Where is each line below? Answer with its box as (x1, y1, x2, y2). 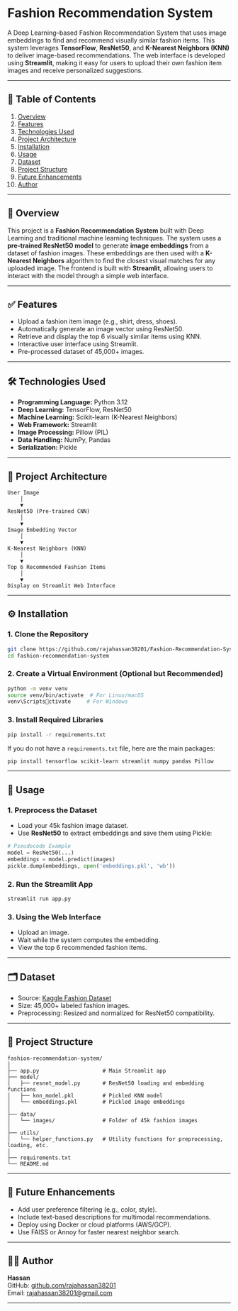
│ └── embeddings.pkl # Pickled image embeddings (7, 1098, 186, 1105)
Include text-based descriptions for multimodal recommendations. (17, 1212, 211, 1221)
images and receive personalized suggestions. (7, 66, 144, 74)
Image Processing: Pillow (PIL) (17, 428, 108, 437)
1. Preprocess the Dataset (7, 805, 98, 815)
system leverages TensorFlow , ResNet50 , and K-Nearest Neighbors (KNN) (7, 43, 230, 52)
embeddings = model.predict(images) (7, 856, 115, 863)
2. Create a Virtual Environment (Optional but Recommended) (7, 669, 224, 679)
